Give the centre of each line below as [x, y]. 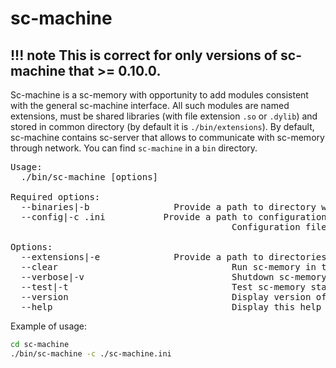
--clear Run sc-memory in [168, 267]
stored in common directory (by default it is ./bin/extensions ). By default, [162, 126]
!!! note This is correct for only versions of [144, 55]
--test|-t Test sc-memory [163, 287]
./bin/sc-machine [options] [89, 177]
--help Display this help [171, 307]
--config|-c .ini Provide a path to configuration [173, 217]
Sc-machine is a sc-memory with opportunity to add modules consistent [159, 95]
